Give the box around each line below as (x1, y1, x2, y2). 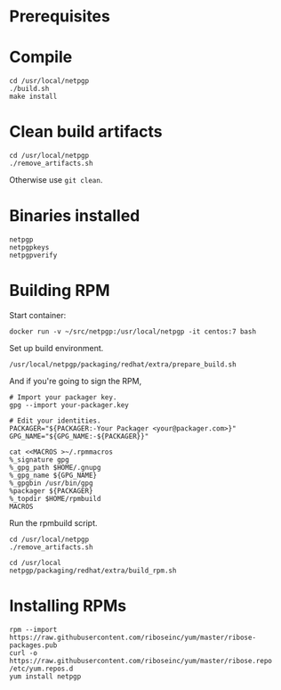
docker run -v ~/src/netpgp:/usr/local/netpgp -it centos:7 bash (9, 327, 256, 336)
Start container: (9, 309, 67, 320)
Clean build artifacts (9, 122, 163, 142)
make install (9, 92, 58, 102)
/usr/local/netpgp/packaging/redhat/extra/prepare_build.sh (9, 359, 237, 369)
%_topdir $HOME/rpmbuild (9, 494, 101, 503)
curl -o (9, 648, 38, 657)
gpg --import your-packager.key (9, 400, 129, 409)
